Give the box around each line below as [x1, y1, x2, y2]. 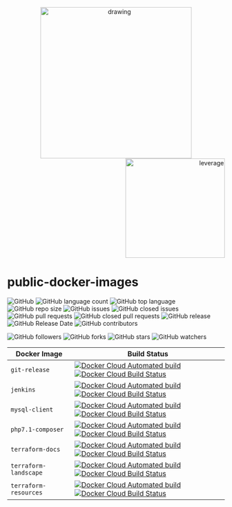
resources [10, 488, 43, 497]
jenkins [10, 385, 36, 394]
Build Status [127, 349, 168, 358]
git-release [10, 366, 50, 374]
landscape [10, 468, 43, 477]
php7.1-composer [10, 425, 64, 433]
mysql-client [10, 405, 54, 414]
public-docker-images [7, 275, 139, 290]
